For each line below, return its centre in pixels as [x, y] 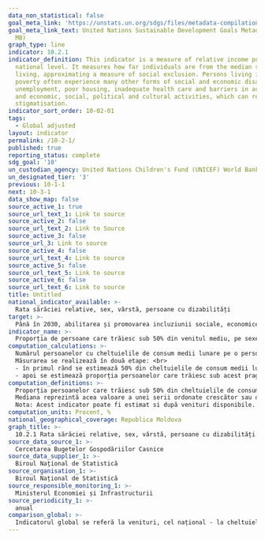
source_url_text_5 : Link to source [67, 273]
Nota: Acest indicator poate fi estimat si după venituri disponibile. [136, 405]
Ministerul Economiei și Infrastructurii [84, 493]
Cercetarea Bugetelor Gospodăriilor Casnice [90, 449]
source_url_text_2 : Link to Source [67, 229]
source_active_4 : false [47, 251]
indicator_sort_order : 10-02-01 [61, 111]
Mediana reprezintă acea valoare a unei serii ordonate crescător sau [134, 398]
